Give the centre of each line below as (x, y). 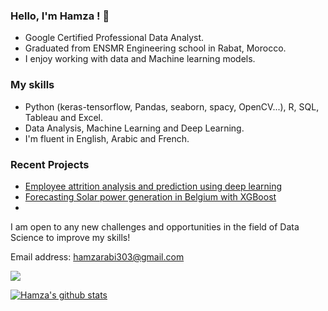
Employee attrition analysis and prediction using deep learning (153, 186)
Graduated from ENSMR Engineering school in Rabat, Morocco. (155, 48)
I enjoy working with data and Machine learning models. (140, 59)
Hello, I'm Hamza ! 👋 (60, 16)
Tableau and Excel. (63, 117)
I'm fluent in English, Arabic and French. (107, 138)
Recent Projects (50, 164)
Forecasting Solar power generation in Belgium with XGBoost (150, 196)
